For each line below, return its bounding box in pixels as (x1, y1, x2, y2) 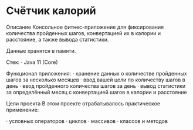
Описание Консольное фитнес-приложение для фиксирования (6, 23, 164, 30)
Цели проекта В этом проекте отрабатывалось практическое (6, 100, 160, 107)
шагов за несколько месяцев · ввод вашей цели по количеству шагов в (6, 76, 186, 83)
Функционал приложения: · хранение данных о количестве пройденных (6, 70, 187, 77)
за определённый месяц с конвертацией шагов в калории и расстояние (6, 88, 187, 95)
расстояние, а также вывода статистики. (6, 36, 109, 43)
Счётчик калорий (6, 4, 96, 18)
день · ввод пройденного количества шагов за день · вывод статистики (6, 82, 186, 89)
